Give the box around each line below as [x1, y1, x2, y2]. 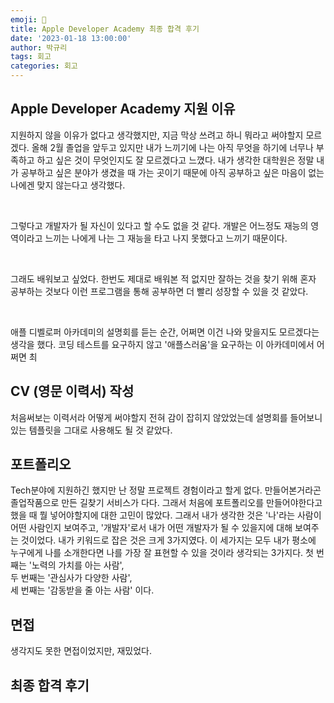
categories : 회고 [10, 61, 78, 71]
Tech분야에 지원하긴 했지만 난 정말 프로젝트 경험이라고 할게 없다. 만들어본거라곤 [10, 484, 322, 496]
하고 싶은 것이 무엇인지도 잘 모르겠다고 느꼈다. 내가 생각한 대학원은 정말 [36, 154, 315, 166]
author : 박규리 [10, 42, 68, 53]
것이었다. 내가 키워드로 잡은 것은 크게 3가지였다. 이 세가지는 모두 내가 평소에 [20, 534, 317, 546]
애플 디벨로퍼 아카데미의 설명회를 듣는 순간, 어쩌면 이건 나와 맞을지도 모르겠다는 [10, 326, 320, 338]
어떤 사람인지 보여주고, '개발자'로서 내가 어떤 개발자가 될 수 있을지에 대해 [10, 522, 293, 534]
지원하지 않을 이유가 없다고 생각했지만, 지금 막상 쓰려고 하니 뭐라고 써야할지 [10, 129, 304, 141]
